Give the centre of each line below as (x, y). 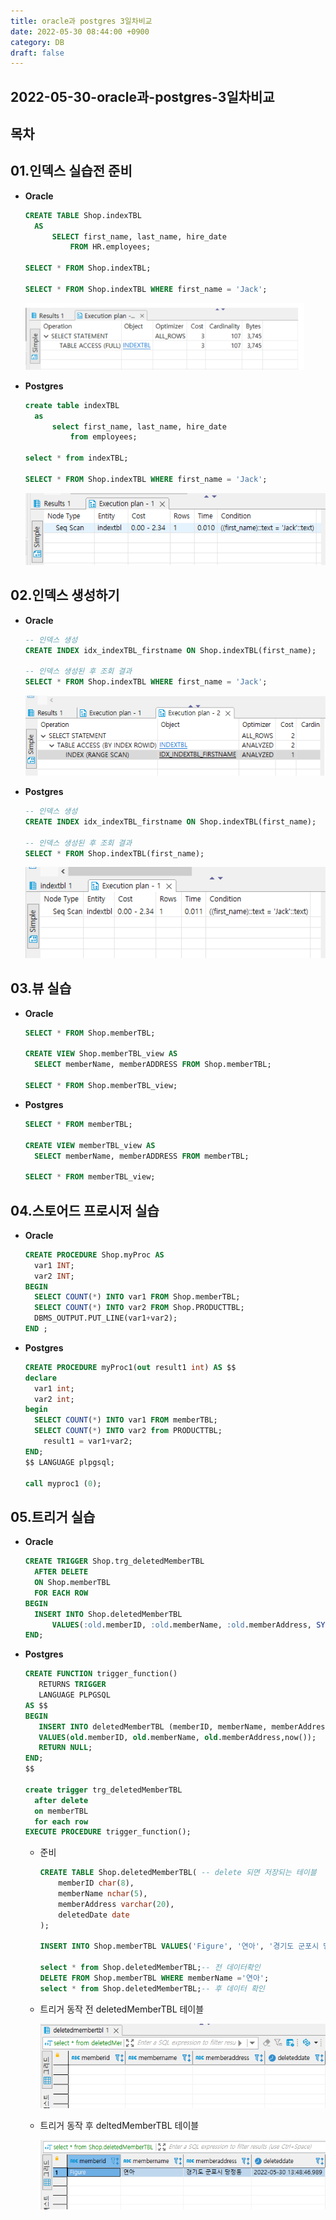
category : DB (37, 42)
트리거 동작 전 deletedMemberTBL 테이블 (122, 2009)
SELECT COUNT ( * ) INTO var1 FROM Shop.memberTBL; (137, 1297)
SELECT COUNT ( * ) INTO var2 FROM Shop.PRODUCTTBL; (139, 1308)
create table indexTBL (72, 405)
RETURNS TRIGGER (72, 1685)
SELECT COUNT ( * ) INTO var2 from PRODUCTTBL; (128, 1431)
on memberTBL (61, 1811)
